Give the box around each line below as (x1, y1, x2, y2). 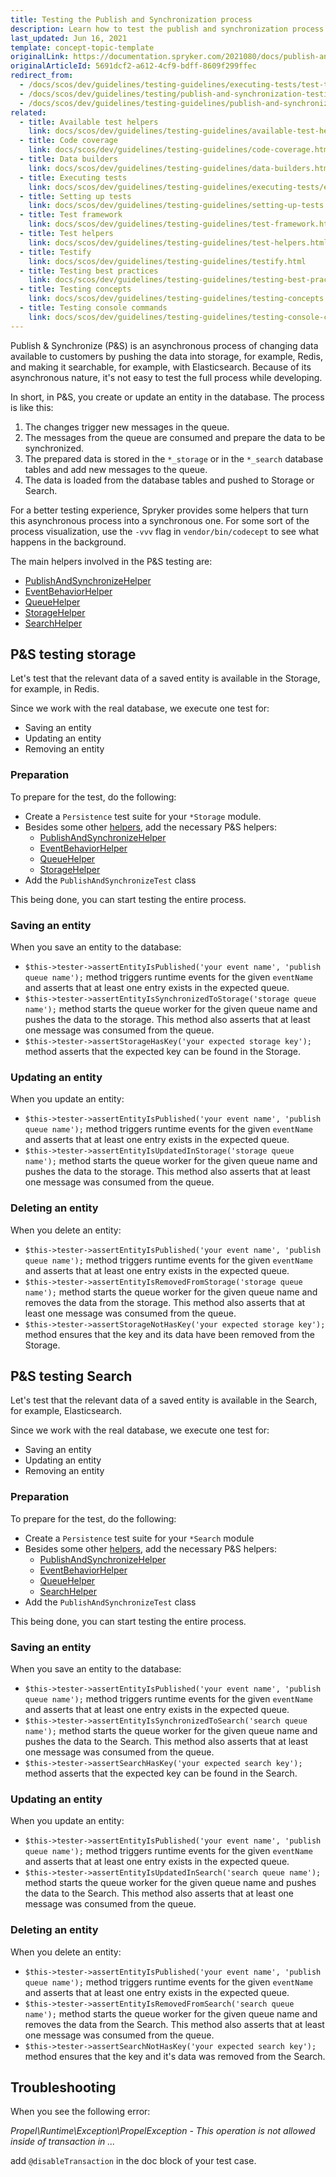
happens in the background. (10, 536, 127, 548)
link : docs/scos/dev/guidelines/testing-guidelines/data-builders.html (28, 163, 333, 173)
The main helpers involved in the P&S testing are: (10, 555, 213, 567)
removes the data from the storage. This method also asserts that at (24, 1296, 306, 1308)
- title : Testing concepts (19, 284, 132, 295)
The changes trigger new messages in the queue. (24, 421, 230, 433)
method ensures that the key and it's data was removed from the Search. (24, 2050, 326, 2062)
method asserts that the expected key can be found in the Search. (24, 1767, 298, 1780)
